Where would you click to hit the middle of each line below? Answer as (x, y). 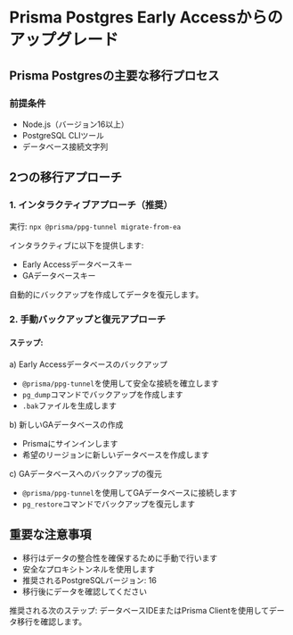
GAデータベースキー (59, 275)
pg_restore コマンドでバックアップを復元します (109, 504)
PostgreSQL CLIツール (63, 135)
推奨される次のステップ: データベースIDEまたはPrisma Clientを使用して (139, 610)
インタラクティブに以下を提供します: (77, 245)
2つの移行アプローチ (66, 177)
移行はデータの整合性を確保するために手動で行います (120, 557)
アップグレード (64, 40)
